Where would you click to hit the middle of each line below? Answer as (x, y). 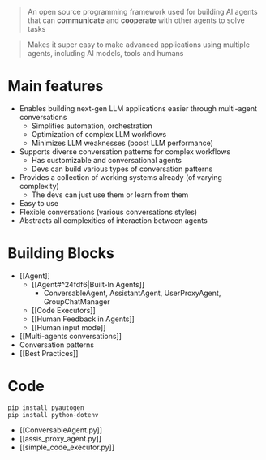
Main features (56, 86)
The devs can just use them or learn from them (110, 195)
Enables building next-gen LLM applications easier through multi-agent (138, 108)
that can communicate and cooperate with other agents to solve (136, 20)
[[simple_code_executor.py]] (67, 447)
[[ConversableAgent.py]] (61, 430)
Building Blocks (61, 254)
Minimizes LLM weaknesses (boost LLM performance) (122, 143)
